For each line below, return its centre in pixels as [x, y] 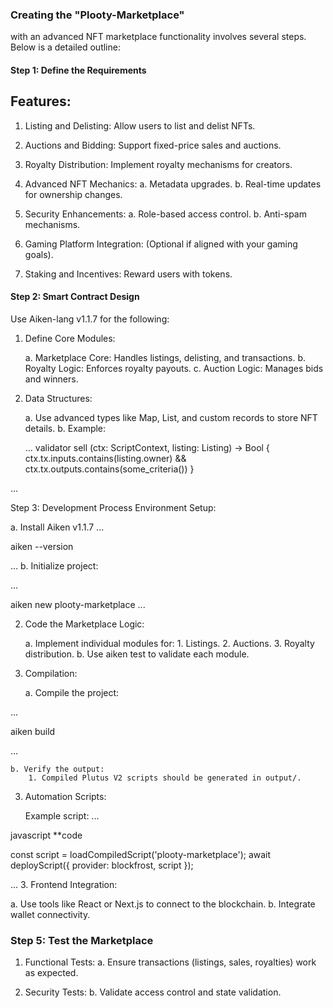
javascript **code [46, 835]
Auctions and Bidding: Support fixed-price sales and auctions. [153, 145]
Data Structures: [58, 398]
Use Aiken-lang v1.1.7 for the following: [90, 319]
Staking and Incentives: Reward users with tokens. [128, 274]
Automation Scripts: [65, 796]
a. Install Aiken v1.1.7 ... [57, 527]
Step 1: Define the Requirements [78, 70]
